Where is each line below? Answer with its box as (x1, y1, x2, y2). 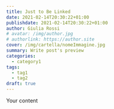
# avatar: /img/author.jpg (6, 31, 73, 37)
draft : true (6, 81, 36, 87)
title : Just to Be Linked (6, 8, 70, 15)
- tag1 (11, 70, 28, 76)
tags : (6, 64, 20, 70)
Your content (6, 97, 38, 104)
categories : (6, 53, 36, 59)
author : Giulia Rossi (6, 25, 60, 32)
